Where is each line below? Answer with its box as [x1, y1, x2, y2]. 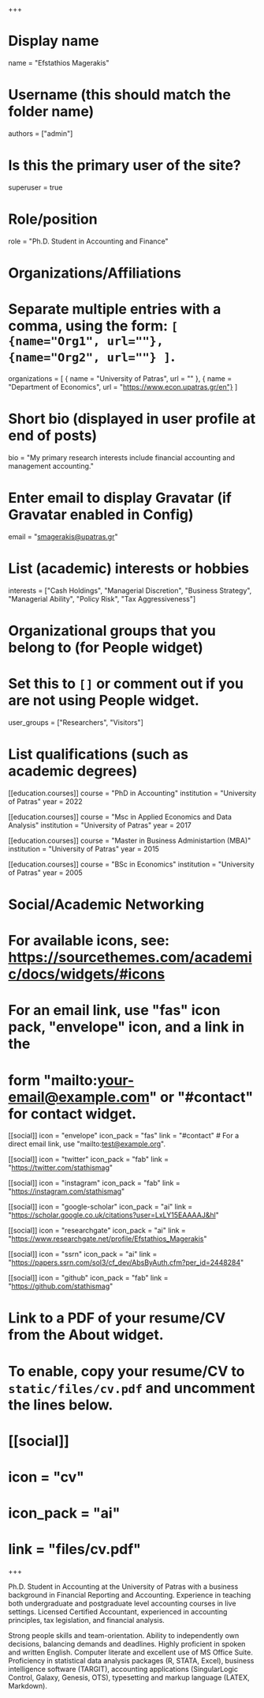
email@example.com [8, 1088, 150, 1106]
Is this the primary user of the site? [8, 157, 242, 175]
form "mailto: [8, 1071, 98, 1089]
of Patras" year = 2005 [8, 867, 83, 877]
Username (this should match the [8, 86, 231, 104]
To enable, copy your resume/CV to [8, 1362, 245, 1380]
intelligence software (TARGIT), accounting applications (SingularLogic [8, 1665, 239, 1674]
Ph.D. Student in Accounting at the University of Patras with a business [8, 1582, 239, 1591]
